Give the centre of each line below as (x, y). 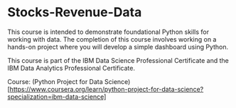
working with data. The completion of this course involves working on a (112, 39)
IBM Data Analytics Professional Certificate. (71, 68)
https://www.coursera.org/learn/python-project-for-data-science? (107, 89)
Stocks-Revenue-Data (75, 12)
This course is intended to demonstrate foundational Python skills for (108, 32)
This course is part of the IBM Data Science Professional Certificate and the (118, 60)
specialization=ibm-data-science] (57, 97)
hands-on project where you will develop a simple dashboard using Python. (118, 47)
